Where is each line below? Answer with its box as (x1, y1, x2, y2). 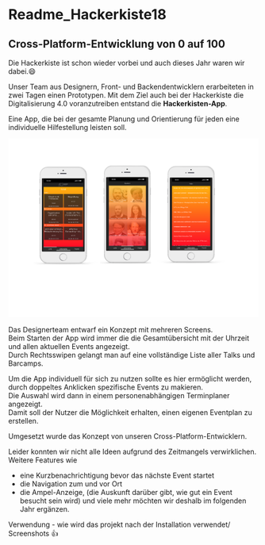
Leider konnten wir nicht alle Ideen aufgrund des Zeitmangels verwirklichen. (8, 447, 257, 456)
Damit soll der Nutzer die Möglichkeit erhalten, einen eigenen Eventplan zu (8, 407, 252, 417)
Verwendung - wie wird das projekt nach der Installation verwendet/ (8, 520, 231, 529)
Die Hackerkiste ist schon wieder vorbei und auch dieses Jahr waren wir (8, 58, 245, 67)
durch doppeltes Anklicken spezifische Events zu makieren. (8, 382, 204, 392)
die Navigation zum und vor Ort (19, 478, 123, 489)
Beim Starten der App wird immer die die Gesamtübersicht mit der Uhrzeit (8, 333, 250, 343)
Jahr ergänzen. (19, 504, 70, 513)
